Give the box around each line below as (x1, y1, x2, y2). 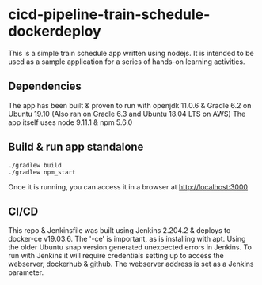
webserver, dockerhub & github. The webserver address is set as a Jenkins (8, 259, 254, 269)
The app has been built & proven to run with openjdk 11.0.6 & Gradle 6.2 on (8, 100, 252, 110)
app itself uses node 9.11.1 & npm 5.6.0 (8, 117, 133, 127)
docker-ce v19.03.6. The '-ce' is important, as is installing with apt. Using (8, 234, 246, 244)
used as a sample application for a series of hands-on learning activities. (8, 57, 245, 66)
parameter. (8, 268, 44, 277)
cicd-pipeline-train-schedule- (8, 6, 211, 24)
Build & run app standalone (8, 141, 144, 154)
